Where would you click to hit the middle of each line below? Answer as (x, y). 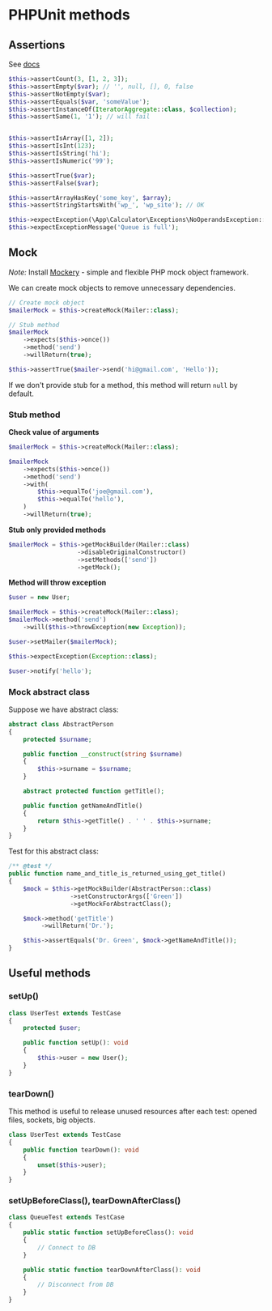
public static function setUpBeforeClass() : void (108, 1232)
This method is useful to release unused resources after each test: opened (133, 1112)
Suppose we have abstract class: (64, 709)
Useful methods (50, 973)
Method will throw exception (57, 583)
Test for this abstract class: (54, 851)
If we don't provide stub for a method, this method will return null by (123, 385)
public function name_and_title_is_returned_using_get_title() (117, 874)
